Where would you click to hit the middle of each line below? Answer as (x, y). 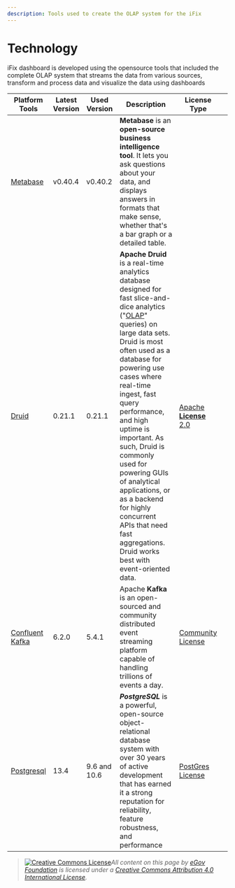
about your (138, 173)
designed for (141, 289)
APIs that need (144, 525)
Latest (66, 100)
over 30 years (143, 757)
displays (134, 190)
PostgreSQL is (144, 696)
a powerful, (138, 705)
